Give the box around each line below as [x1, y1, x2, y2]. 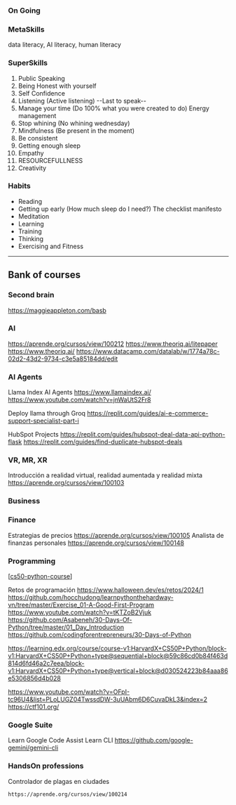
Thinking [18, 234, 44, 243]
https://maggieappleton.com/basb [8, 306, 107, 314]
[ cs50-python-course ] [8, 572, 73, 580]
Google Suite [8, 720, 53, 730]
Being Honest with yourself [18, 82, 97, 90]
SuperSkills [8, 58, 48, 68]
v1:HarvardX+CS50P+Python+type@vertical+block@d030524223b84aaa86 [8, 666, 228, 675]
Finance [8, 515, 36, 525]
